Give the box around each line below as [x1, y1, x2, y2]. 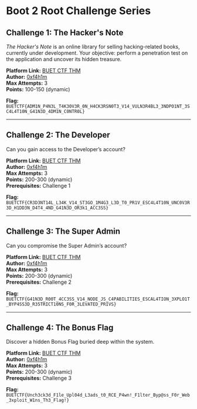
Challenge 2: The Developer [6, 130, 110, 140]
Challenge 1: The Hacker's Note [6, 28, 124, 38]
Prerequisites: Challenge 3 [6, 375, 72, 382]
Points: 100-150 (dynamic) [6, 86, 70, 92]
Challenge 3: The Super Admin [6, 227, 121, 237]
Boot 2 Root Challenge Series [6, 4, 151, 18]
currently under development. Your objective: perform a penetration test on [6, 49, 188, 56]
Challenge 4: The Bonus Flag [6, 322, 114, 333]
